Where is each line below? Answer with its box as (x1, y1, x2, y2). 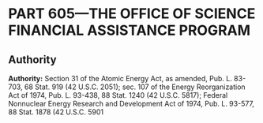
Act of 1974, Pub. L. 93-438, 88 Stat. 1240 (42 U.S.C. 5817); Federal (8, 91, 228, 99)
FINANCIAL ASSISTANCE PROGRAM (8, 21, 251, 39)
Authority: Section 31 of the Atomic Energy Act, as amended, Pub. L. (8, 74, 233, 83)
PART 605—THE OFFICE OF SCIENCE (8, 5, 256, 23)
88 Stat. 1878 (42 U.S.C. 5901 (8, 107, 104, 117)
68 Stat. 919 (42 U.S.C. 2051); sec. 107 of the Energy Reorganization (24, 82, 246, 91)
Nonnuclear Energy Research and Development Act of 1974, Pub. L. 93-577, (8, 99, 255, 108)
